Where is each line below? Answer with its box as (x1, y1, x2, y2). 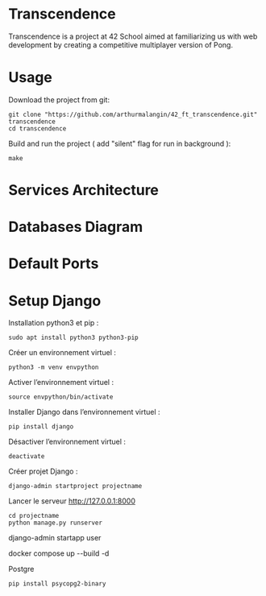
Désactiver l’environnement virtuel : (8, 437, 127, 447)
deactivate (8, 453, 45, 461)
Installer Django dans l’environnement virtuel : (8, 408, 160, 417)
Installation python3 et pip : (8, 318, 99, 328)
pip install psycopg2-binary (8, 580, 106, 588)
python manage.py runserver (8, 519, 103, 528)
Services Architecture (8, 181, 160, 200)
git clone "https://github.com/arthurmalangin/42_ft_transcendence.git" (8, 110, 258, 118)
